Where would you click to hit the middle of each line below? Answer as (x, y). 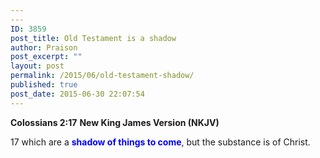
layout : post (37, 66)
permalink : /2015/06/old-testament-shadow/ (102, 76)
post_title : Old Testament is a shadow (93, 38)
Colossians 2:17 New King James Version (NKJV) (115, 122)
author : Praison (44, 47)
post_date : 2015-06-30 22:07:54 (77, 94)
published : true (44, 85)
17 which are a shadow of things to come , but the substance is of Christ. (160, 142)
